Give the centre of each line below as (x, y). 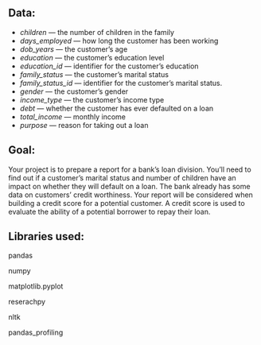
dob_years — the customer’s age (74, 49)
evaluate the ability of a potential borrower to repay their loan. (109, 211)
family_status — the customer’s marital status (94, 74)
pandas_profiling (36, 332)
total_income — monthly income (72, 116)
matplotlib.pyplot (36, 286)
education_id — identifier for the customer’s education (109, 66)
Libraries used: (47, 236)
